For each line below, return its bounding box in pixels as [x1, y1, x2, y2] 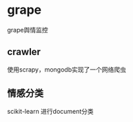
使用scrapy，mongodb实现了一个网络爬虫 [7, 65, 126, 74]
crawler [7, 46, 41, 58]
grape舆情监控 [7, 26, 48, 34]
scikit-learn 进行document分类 [7, 107, 94, 115]
